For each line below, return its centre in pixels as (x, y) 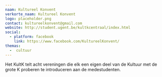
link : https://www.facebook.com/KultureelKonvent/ (67, 41)
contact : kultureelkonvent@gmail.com (44, 23)
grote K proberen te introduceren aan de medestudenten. (63, 69)
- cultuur (21, 50)
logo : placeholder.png (28, 19)
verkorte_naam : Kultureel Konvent (40, 14)
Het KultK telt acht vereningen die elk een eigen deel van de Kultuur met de (81, 64)
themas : (13, 46)
